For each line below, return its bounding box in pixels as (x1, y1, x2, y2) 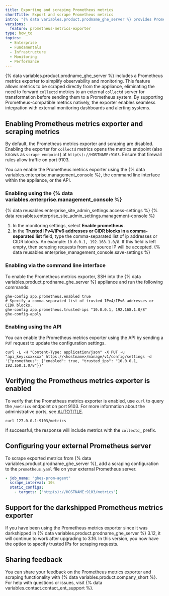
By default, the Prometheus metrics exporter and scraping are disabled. (5, 141, 154, 147)
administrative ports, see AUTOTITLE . (5, 409, 83, 415)
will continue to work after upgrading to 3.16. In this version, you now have (5, 535, 159, 542)
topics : (5, 36, 22, 41)
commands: (5, 284, 30, 290)
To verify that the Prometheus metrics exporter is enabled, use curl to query (5, 398, 164, 404)
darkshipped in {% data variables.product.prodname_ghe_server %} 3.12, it (5, 530, 161, 536)
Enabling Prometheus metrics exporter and (5, 119, 143, 128)
